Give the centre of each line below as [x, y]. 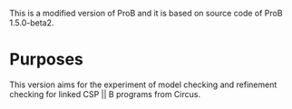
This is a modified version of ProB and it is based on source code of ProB [146, 13]
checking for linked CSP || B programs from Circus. [105, 94]
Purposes [47, 59]
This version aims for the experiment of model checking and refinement [143, 84]
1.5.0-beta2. [32, 23]
